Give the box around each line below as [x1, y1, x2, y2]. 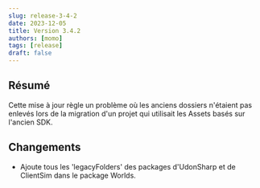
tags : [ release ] [8, 42, 63, 50]
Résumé [8, 79, 51, 92]
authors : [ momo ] [8, 34, 63, 43]
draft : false [8, 49, 52, 57]
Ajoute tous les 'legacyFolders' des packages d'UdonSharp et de [19, 161, 236, 171]
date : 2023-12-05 [8, 19, 67, 27]
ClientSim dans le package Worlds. [19, 170, 137, 180]
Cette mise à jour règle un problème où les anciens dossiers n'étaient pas [8, 100, 252, 109]
